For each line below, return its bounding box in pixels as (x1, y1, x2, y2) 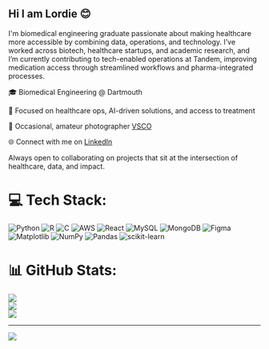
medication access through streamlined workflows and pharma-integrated (8, 63, 254, 72)
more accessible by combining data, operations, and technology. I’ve (8, 37, 236, 47)
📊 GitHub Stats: (8, 261, 118, 279)
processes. (8, 71, 46, 80)
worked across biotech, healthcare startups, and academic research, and (8, 45, 251, 55)
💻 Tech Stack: (8, 191, 107, 209)
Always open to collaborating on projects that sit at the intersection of (8, 152, 239, 162)
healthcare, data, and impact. (8, 161, 106, 171)
